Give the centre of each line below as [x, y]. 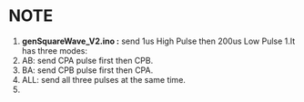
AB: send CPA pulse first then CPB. [87, 60]
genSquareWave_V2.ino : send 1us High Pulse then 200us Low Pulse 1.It [158, 41]
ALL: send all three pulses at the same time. [103, 79]
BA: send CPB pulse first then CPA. [87, 70]
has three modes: [55, 50]
